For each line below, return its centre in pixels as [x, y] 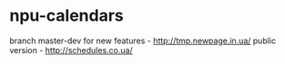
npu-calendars [67, 16]
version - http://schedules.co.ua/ [71, 50]
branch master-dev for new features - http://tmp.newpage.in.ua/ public [142, 41]
